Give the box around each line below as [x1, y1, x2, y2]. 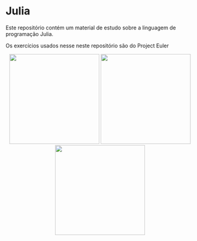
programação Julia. [5, 30, 54, 37]
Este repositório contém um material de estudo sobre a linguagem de [5, 24, 176, 31]
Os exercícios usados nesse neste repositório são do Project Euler [5, 42, 169, 49]
